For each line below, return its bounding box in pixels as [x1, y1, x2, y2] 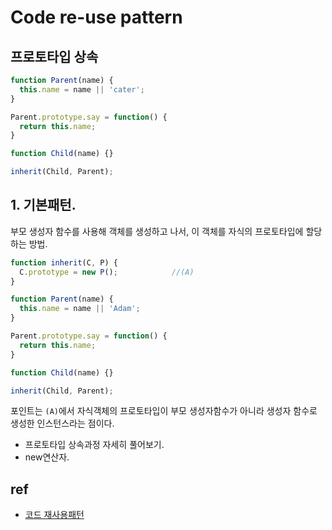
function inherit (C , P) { [10, 257, 118, 268]
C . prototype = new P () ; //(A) [19, 267, 195, 277]
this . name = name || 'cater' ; [19, 84, 145, 95]
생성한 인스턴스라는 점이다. [10, 417, 115, 430]
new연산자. [24, 451, 70, 463]
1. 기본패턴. [10, 197, 77, 214]
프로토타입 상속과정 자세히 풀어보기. [24, 439, 165, 451]
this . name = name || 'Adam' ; [19, 304, 141, 314]
